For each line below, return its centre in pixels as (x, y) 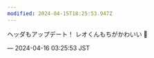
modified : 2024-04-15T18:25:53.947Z (60, 13)
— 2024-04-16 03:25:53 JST (48, 48)
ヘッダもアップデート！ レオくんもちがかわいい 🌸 (78, 34)
